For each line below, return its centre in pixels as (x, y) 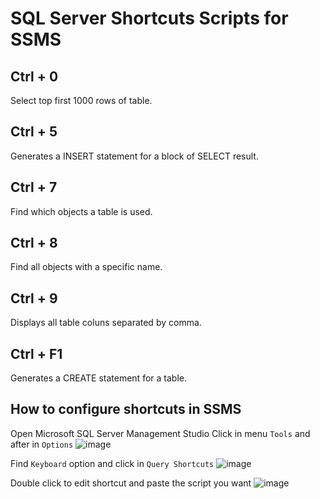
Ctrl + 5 (34, 132)
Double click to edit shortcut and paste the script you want (131, 483)
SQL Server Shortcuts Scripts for (149, 18)
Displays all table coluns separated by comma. (106, 323)
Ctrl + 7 (34, 187)
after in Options (42, 444)
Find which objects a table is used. (81, 211)
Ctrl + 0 (34, 76)
